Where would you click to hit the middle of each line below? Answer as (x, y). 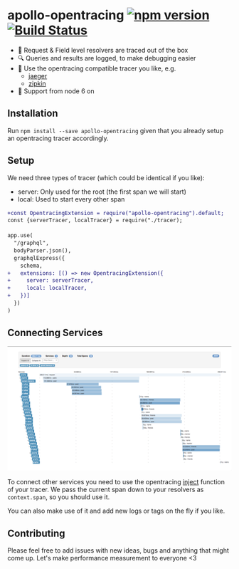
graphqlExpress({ (39, 258)
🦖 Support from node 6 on (56, 91)
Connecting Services (55, 333)
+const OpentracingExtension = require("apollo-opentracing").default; (116, 213)
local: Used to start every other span (71, 199)
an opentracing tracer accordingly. (58, 138)
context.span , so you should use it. (59, 497)
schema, (31, 266)
